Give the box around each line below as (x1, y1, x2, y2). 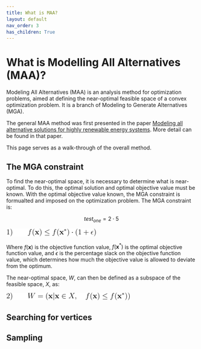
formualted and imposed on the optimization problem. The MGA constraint (6, 197, 191, 204)
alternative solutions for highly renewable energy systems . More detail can (6, 126, 192, 133)
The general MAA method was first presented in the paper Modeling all (6, 120, 183, 127)
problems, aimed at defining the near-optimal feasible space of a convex (6, 95, 187, 102)
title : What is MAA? (6, 10, 59, 16)
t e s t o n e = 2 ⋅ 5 (83, 215, 120, 224)
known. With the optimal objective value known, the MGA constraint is (6, 191, 180, 198)
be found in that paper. (6, 132, 63, 140)
